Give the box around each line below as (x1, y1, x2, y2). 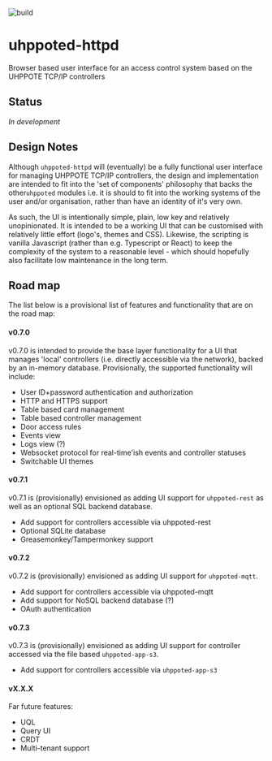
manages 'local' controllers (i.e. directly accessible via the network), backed (8, 354, 264, 364)
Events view (19, 430, 61, 440)
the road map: (8, 309, 55, 318)
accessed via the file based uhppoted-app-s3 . (8, 650, 159, 659)
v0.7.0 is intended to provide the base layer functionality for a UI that (8, 345, 238, 355)
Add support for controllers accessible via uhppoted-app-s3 (19, 665, 218, 675)
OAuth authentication (19, 603, 92, 613)
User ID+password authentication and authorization (19, 387, 193, 397)
